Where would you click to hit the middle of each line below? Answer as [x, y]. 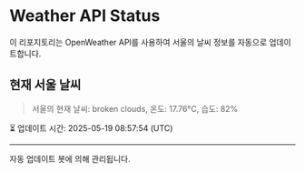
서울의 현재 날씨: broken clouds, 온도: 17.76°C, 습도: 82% [135, 108]
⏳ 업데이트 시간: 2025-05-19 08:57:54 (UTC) [91, 127]
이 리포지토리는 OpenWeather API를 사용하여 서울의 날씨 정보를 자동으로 [138, 42]
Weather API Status [85, 16]
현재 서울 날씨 [45, 85]
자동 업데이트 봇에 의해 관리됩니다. [70, 158]
